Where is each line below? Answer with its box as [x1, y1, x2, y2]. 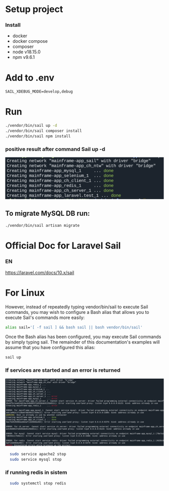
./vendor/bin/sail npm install [5, 134, 71, 139]
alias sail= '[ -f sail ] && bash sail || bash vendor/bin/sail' [5, 324, 143, 330]
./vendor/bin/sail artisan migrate [5, 223, 80, 228]
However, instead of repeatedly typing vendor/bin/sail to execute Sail [5, 303, 148, 310]
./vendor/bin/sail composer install [5, 128, 82, 134]
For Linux [5, 287, 45, 298]
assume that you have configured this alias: [5, 345, 96, 351]
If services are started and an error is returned [5, 367, 121, 374]
